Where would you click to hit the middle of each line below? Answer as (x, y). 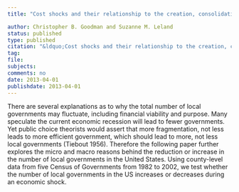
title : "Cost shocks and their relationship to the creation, (101, 14)
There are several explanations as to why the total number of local (104, 107)
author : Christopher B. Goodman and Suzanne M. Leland (90, 27)
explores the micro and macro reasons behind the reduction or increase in (116, 152)
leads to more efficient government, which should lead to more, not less (113, 137)
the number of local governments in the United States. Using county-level (115, 159)
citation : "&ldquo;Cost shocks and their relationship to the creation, (117, 47)
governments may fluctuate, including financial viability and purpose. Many (117, 114)
